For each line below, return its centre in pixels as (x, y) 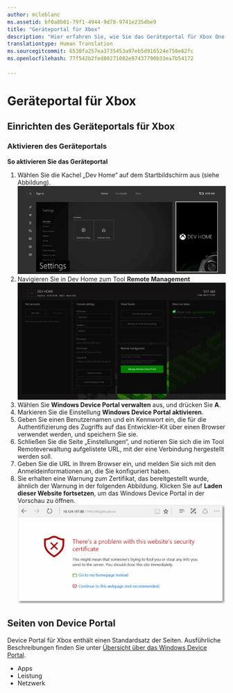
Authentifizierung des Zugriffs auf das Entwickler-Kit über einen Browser (121, 427)
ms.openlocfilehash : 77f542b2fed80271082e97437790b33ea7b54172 (101, 59)
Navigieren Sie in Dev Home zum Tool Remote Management (104, 279)
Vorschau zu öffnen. (46, 500)
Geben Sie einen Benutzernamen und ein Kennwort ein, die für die (112, 419)
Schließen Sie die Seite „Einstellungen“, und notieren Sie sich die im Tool (120, 441)
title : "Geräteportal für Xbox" (54, 29)
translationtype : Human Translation (60, 44)
